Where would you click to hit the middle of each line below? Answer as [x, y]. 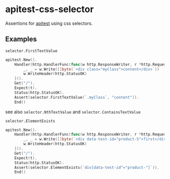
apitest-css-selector [50, 9]
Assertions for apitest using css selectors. [49, 23]
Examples [21, 39]
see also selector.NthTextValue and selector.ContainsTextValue [73, 112]
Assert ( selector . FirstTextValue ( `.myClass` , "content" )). [77, 97]
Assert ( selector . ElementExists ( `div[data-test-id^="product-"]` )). [87, 167]
